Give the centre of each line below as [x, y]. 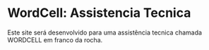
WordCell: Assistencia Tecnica [99, 13]
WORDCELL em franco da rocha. [55, 39]
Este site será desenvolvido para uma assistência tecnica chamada [105, 32]
